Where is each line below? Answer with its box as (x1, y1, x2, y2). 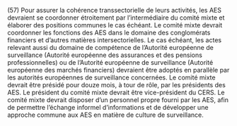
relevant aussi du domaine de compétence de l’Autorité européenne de (7, 44, 214, 51)
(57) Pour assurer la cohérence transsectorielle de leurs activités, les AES (7, 6, 221, 14)
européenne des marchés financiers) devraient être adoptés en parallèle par (7, 66, 230, 74)
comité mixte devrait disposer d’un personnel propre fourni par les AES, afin (7, 96, 229, 104)
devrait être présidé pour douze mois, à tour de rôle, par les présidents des (7, 81, 226, 89)
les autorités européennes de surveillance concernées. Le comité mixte (7, 73, 216, 82)
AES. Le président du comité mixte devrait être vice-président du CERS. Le (7, 88, 225, 96)
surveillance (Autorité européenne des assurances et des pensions (7, 51, 203, 59)
